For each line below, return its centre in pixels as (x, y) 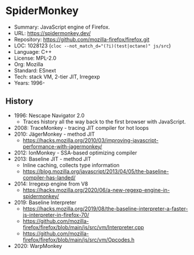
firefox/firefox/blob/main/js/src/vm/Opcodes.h (79, 240)
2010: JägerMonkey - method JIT (54, 134)
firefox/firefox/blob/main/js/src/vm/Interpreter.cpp (83, 227)
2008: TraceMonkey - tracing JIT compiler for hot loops (81, 127)
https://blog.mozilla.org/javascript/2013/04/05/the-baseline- (96, 171)
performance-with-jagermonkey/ (62, 146)
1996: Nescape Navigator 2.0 (49, 115)
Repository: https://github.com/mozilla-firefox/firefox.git (82, 39)
